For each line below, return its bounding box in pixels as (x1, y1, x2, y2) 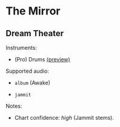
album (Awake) (14, 79, 51, 86)
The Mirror (5, 4, 61, 18)
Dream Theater (5, 28, 64, 39)
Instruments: (5, 44, 38, 51)
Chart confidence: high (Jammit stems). (14, 114, 115, 121)
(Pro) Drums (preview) (14, 56, 70, 63)
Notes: (5, 102, 22, 110)
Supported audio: (5, 67, 49, 75)
